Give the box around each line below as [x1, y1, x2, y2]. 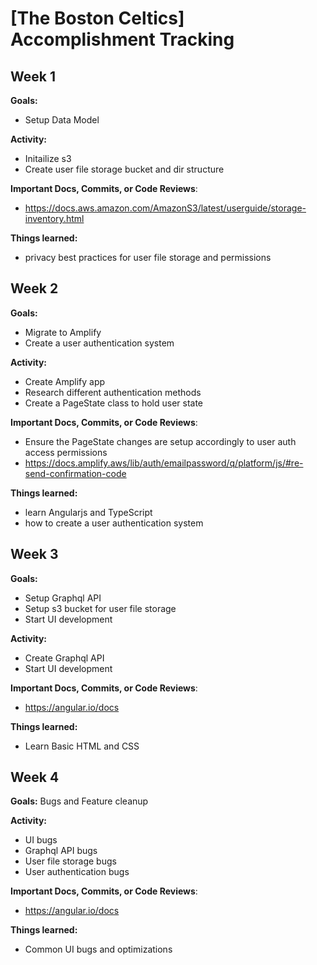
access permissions [24, 446, 108, 458]
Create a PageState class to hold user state [24, 397, 204, 409]
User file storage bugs [24, 855, 117, 867]
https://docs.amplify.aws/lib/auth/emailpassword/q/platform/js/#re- [24, 457, 304, 469]
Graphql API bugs [24, 845, 98, 857]
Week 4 [10, 769, 60, 786]
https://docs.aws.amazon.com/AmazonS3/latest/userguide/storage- [24, 202, 307, 214]
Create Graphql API [24, 652, 105, 664]
